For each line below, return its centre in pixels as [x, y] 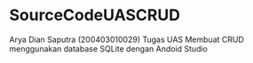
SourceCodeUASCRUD [95, 15]
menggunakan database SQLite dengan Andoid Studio [109, 48]
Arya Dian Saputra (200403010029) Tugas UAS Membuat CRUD [126, 39]
